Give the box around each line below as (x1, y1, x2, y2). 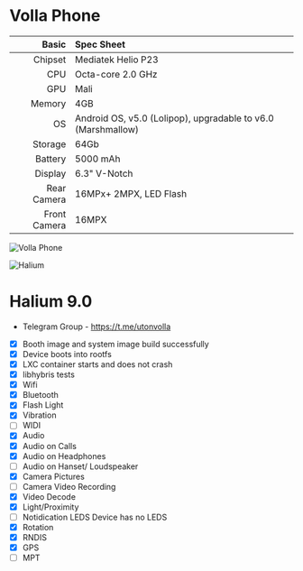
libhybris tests (22, 369, 75, 380)
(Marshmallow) (75, 123, 140, 135)
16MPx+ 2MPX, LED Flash (75, 187, 188, 199)
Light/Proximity (22, 502, 79, 512)
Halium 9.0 (9, 291, 93, 312)
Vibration (22, 410, 57, 420)
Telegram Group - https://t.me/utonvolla (22, 321, 171, 332)
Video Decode (22, 491, 77, 502)
